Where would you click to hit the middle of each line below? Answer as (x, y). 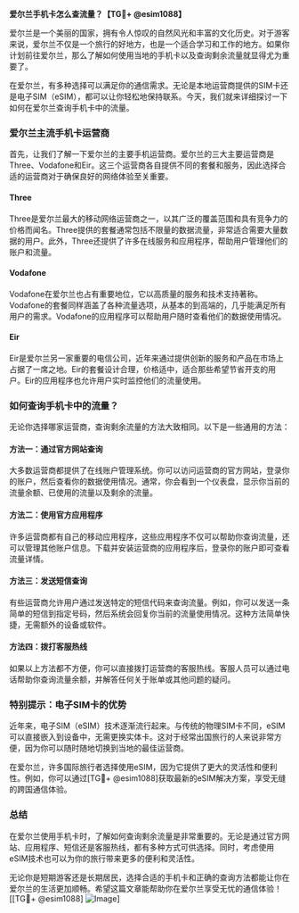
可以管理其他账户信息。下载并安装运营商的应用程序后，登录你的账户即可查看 (149, 547)
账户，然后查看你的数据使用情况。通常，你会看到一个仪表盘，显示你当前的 (153, 482)
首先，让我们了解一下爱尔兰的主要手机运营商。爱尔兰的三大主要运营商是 (141, 154)
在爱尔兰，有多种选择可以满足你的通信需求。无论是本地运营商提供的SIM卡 (145, 85)
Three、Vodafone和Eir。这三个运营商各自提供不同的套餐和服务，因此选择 (144, 165)
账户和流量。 (32, 252)
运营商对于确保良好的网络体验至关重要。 (99, 177)
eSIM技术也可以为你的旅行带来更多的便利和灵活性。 (105, 858)
